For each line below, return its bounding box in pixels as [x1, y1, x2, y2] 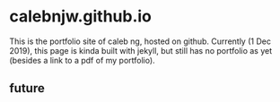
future [9, 81, 45, 96]
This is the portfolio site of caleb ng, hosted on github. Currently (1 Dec [9, 36, 272, 47]
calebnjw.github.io [9, 6, 153, 27]
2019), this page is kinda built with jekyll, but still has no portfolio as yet [9, 45, 273, 55]
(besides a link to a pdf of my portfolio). [9, 55, 155, 65]
